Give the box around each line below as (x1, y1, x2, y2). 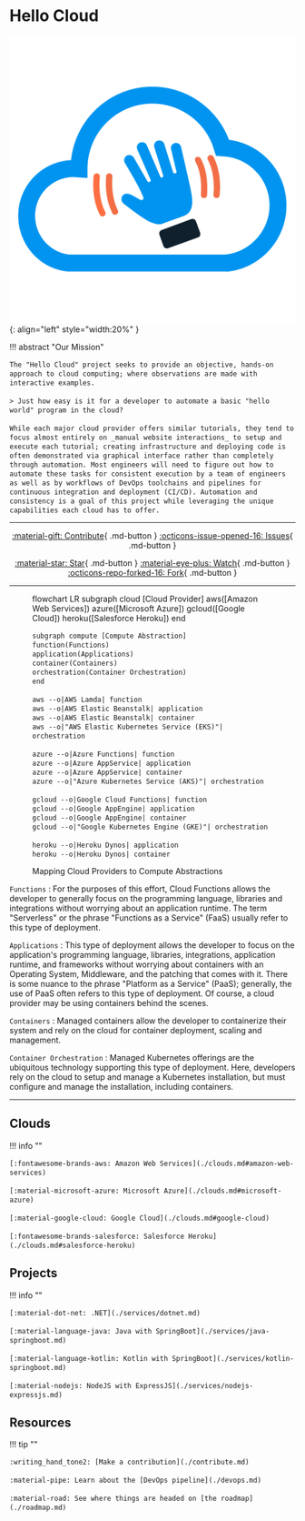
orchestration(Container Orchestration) (32, 668, 188, 677)
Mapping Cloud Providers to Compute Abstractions (32, 865, 223, 876)
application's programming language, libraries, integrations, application (9, 949, 276, 960)
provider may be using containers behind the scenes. (9, 997, 209, 1008)
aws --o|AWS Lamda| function (32, 695, 143, 704)
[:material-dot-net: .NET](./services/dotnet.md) (9, 1308, 202, 1317)
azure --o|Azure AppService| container (32, 768, 183, 777)
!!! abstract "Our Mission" (9, 341, 104, 352)
